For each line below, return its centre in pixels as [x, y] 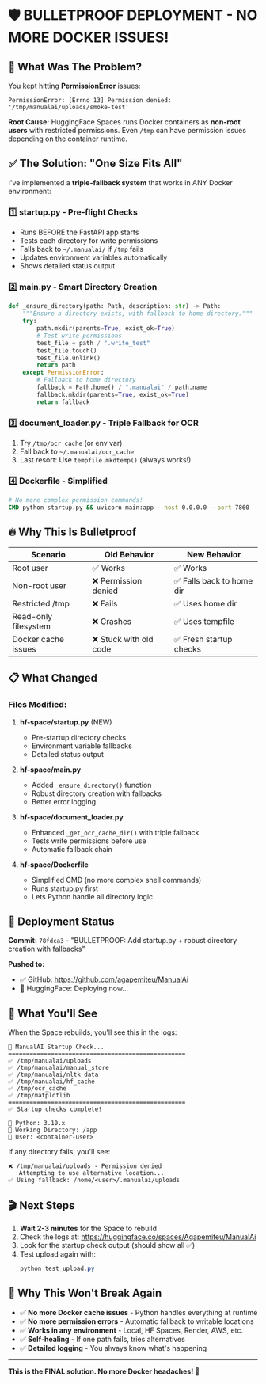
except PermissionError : [63, 373]
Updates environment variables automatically [93, 257]
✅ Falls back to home [213, 580]
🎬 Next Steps [42, 1205]
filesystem [32, 626]
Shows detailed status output [67, 266]
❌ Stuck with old [123, 639]
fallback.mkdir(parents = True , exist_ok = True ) [113, 394]
